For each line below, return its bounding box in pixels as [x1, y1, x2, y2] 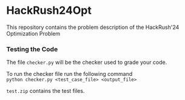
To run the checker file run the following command [6, 70, 133, 78]
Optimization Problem [6, 30, 61, 37]
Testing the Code [6, 45, 58, 53]
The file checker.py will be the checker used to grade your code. [6, 58, 167, 66]
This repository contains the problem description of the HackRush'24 [6, 23, 180, 31]
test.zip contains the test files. [6, 87, 85, 95]
